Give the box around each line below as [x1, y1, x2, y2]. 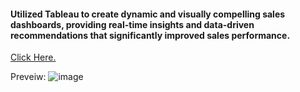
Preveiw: [10, 71, 47, 83]
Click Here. [10, 51, 57, 64]
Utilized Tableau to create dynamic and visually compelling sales [10, 8, 286, 20]
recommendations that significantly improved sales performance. [10, 29, 291, 41]
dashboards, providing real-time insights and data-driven [10, 18, 255, 30]
